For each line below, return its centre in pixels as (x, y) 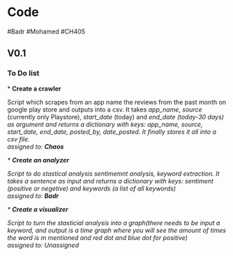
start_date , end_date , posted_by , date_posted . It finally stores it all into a (112, 131)
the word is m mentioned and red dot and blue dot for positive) (98, 237)
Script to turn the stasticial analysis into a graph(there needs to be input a (114, 223)
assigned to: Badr (33, 195)
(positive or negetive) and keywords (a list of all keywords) (92, 188)
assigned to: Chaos (36, 146)
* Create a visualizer (38, 209)
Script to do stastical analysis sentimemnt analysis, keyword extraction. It (113, 173)
